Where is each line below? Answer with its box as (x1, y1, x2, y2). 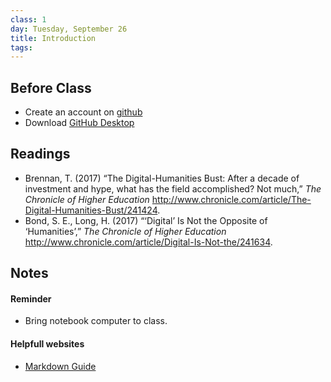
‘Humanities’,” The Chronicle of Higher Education (24, 225, 227, 237)
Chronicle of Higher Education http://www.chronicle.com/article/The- (24, 193, 312, 205)
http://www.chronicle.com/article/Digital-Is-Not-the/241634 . (24, 236, 273, 248)
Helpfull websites (10, 338, 85, 350)
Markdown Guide (24, 360, 97, 372)
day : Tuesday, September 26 (10, 24, 128, 34)
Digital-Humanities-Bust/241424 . (24, 204, 161, 216)
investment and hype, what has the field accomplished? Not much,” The (24, 182, 322, 195)
